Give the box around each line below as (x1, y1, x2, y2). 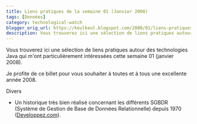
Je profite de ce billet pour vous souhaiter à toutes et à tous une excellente (6, 70, 187, 77)
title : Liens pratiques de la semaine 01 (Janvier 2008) (6, 8, 148, 15)
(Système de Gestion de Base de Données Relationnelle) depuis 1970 (14, 105, 182, 112)
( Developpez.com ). (14, 112, 62, 119)
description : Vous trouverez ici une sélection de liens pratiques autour (6, 30, 193, 36)
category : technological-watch (6, 19, 83, 25)
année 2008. (6, 77, 37, 84)
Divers (6, 88, 22, 95)
